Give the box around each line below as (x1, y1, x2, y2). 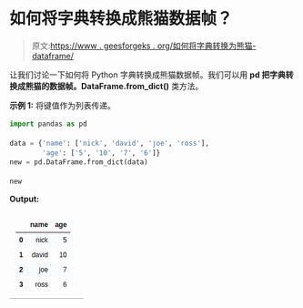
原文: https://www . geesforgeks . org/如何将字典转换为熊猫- (31, 40, 257, 51)
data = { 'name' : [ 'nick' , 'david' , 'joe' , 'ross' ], (9, 139, 209, 148)
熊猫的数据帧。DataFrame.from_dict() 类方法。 (25, 80, 204, 91)
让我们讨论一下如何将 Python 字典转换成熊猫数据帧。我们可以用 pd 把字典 (9, 69, 287, 80)
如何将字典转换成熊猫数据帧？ (9, 8, 234, 29)
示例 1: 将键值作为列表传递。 (9, 99, 116, 110)
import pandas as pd (9, 119, 88, 128)
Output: (9, 193, 39, 205)
